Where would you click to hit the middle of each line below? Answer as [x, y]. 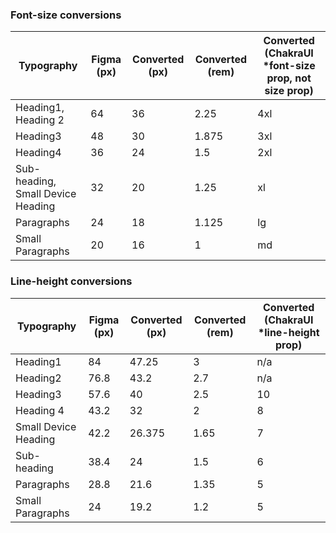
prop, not [289, 78]
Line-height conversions [71, 281]
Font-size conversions [66, 15]
